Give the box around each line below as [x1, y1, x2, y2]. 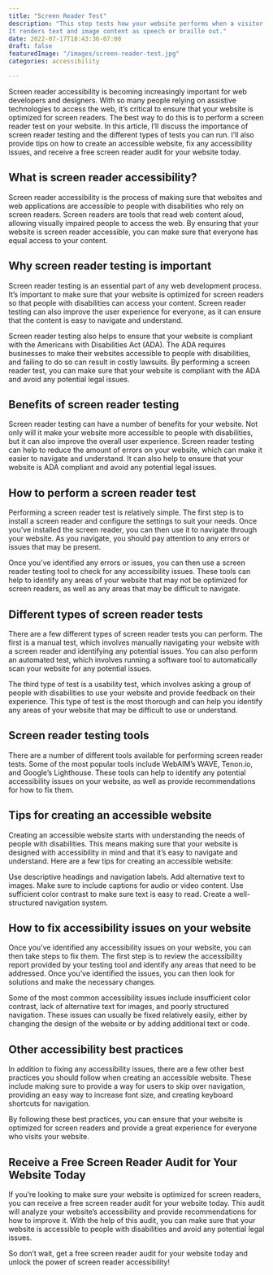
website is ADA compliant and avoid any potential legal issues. [8, 463, 217, 472]
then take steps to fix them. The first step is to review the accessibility [8, 951, 243, 961]
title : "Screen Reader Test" [8, 11, 107, 20]
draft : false [8, 42, 53, 50]
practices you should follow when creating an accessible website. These [8, 1073, 252, 1082]
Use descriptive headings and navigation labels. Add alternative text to [8, 872, 245, 881]
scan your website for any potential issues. [8, 664, 152, 673]
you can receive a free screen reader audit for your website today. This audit [8, 1199, 265, 1208]
